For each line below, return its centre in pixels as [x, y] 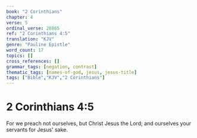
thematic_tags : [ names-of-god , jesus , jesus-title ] [71, 72]
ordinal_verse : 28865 [33, 28]
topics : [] [20, 56]
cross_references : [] [33, 61]
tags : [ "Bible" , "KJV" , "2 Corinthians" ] [56, 78]
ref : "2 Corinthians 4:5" [38, 34]
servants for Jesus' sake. [37, 130]
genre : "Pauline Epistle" [38, 45]
